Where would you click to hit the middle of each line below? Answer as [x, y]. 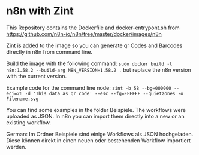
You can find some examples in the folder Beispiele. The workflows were [96, 110]
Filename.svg [22, 99]
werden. [16, 147]
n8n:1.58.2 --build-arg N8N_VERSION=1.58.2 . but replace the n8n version [99, 69]
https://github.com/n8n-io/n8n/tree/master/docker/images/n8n [84, 34]
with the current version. [37, 76]
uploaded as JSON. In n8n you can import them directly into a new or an [95, 116]
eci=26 [14, 93]
